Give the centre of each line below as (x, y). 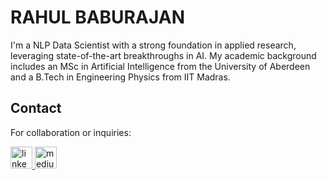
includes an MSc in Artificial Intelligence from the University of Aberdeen (160, 66)
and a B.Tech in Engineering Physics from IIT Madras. (120, 77)
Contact (36, 108)
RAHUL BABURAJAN (97, 17)
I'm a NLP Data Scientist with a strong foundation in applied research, (153, 45)
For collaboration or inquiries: (71, 132)
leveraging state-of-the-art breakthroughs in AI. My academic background (163, 55)
